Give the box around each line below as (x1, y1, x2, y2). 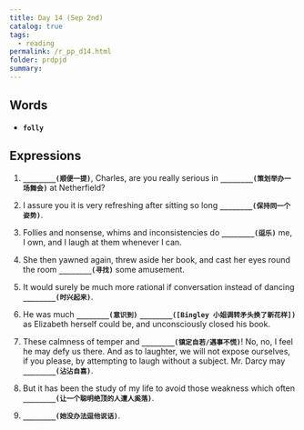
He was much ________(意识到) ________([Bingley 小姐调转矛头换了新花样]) (22, 308, 296, 319)
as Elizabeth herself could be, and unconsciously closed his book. (22, 318, 271, 329)
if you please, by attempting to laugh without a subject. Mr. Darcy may (22, 355, 286, 366)
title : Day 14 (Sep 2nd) (9, 13, 104, 23)
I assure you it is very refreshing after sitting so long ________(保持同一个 (22, 199, 291, 210)
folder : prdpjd (9, 55, 67, 65)
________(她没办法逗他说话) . (22, 410, 121, 421)
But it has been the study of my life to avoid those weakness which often (22, 383, 296, 394)
